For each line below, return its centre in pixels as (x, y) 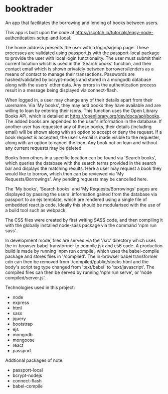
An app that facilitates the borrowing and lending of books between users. (82, 23)
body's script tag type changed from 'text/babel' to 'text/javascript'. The (80, 267)
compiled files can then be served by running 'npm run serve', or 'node (78, 272)
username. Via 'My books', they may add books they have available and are (83, 105)
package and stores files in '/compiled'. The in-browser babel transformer (81, 256)
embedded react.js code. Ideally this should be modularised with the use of (83, 205)
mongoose (24, 340)
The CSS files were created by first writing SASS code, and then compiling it (84, 220)
